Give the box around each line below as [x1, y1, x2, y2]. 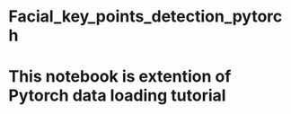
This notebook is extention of [8, 66, 232, 87]
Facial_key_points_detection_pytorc [8, 6, 283, 27]
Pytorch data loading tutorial [8, 85, 226, 106]
